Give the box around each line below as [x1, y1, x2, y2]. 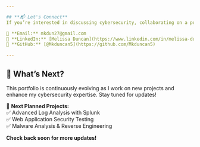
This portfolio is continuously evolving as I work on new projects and [6, 84, 174, 91]
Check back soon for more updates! [6, 134, 97, 141]
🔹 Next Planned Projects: [6, 102, 70, 109]
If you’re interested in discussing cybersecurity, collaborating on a [6, 19, 187, 26]
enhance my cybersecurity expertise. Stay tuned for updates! [6, 91, 157, 98]
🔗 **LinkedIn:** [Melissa [6, 36, 70, 42]
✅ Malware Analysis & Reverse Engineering [6, 122, 112, 129]
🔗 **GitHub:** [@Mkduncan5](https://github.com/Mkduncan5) [6, 41, 156, 48]
